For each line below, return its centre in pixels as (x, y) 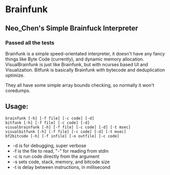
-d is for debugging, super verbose (49, 145)
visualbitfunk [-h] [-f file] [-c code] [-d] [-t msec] (66, 132)
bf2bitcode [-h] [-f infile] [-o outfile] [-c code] (62, 136)
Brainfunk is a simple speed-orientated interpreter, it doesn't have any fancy (85, 53)
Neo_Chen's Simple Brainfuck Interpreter (72, 28)
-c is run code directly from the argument (56, 156)
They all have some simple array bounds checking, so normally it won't (80, 85)
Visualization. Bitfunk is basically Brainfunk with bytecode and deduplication (85, 70)
